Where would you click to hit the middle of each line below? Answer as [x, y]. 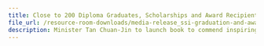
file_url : [24, 23]
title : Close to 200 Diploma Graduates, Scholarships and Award [115, 15]
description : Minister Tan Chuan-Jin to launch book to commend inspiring [133, 30]
